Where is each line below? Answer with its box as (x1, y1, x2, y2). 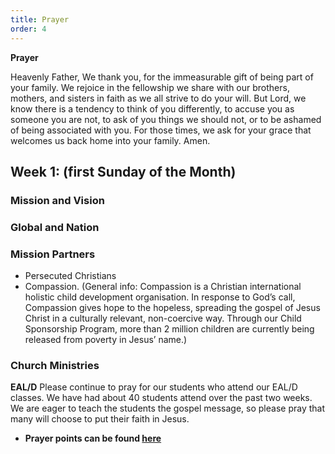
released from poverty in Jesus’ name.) (24, 334, 188, 346)
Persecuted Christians (24, 270, 117, 282)
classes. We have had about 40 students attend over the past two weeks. (10, 392, 313, 404)
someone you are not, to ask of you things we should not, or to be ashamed (10, 113, 322, 125)
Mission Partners (10, 247, 96, 261)
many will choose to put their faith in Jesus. (10, 413, 190, 425)
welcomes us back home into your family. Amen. (10, 134, 211, 146)
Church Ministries (10, 358, 100, 372)
